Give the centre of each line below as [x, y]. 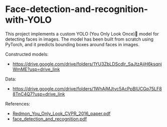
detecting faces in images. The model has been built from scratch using [79, 39]
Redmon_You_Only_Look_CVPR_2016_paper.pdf [61, 113]
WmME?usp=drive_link [36, 69]
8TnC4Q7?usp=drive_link [39, 94]
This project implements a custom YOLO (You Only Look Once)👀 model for [82, 34]
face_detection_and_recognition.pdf [49, 118]
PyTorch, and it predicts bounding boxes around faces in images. [72, 44]
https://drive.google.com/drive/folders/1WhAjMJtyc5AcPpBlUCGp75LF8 [87, 88]
